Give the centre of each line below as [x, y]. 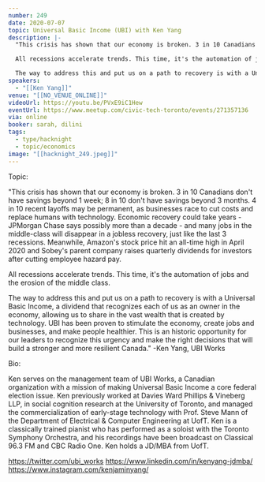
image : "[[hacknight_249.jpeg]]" [63, 154]
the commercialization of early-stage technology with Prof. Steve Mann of [128, 412]
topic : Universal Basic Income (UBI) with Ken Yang [95, 30]
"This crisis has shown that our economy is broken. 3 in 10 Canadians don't [131, 192]
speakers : [24, 80]
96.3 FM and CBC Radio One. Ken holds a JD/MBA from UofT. [108, 446]
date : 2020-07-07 [37, 23]
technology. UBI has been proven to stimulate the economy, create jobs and [131, 323]
